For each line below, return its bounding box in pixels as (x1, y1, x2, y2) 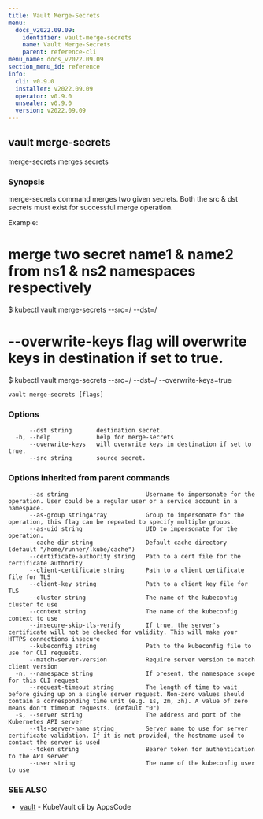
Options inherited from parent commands (8, 472, 171, 484)
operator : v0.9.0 (15, 92, 72, 100)
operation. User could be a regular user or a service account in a (8, 497, 238, 505)
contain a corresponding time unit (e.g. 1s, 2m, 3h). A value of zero (8, 697, 248, 705)
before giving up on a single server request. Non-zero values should (8, 690, 245, 698)
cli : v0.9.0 (15, 77, 55, 85)
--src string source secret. (28, 454, 146, 462)
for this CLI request (8, 676, 80, 684)
